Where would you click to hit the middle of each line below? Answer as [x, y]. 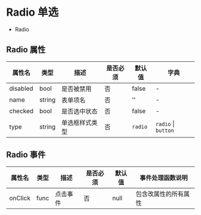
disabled [21, 88]
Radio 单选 [32, 12]
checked [22, 111]
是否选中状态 [79, 111]
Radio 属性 [26, 50]
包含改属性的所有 [160, 194]
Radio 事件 [26, 155]
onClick [20, 198]
